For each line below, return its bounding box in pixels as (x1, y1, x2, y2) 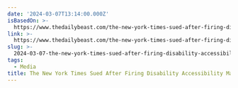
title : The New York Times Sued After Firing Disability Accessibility (7, 70, 223, 77)
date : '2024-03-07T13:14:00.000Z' (7, 10, 110, 18)
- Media (13, 63, 37, 70)
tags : (7, 57, 23, 64)
